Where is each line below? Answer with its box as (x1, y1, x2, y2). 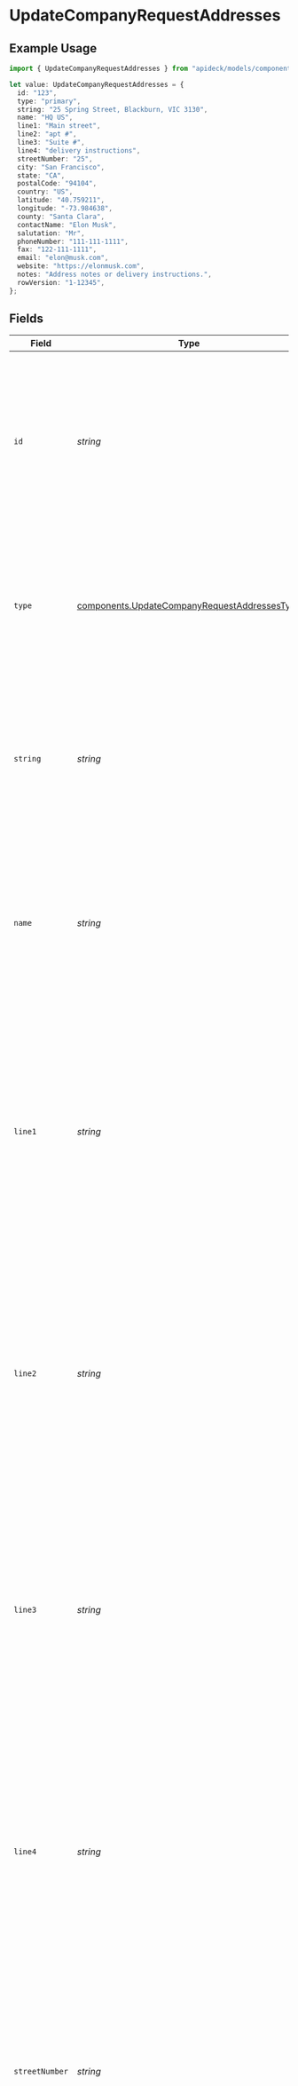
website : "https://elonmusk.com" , (17, 262, 145, 271)
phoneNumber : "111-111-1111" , (17, 237, 129, 246)
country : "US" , (17, 187, 74, 196)
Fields (9, 312, 44, 327)
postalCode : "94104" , (17, 179, 98, 188)
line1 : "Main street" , (17, 122, 101, 130)
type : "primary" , (17, 97, 82, 106)
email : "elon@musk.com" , (17, 254, 109, 263)
